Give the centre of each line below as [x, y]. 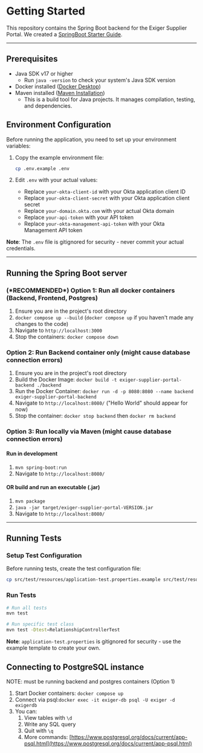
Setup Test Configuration [44, 556]
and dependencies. [48, 106]
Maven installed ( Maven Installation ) [60, 93]
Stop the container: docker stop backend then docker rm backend [95, 416]
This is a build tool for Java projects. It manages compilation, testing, [109, 99]
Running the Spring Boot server [67, 273]
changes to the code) [42, 324]
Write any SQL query [50, 724]
